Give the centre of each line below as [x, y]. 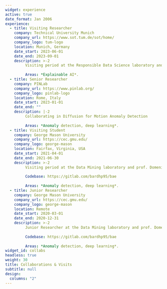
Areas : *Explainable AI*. [52, 75]
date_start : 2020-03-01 [39, 214]
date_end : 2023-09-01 [36, 56]
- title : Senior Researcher [39, 79]
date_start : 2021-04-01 [39, 153]
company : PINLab [31, 84]
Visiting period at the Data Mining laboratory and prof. [86, 167]
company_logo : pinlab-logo [42, 93]
